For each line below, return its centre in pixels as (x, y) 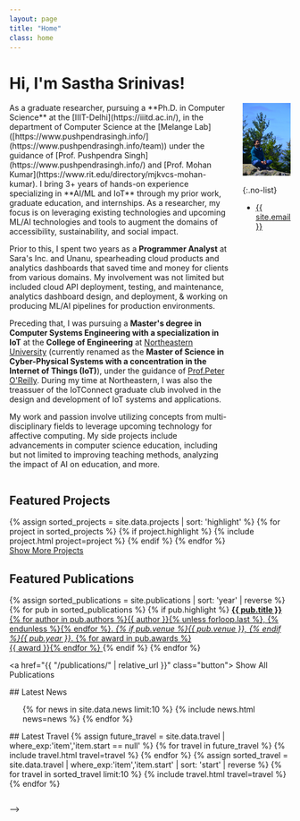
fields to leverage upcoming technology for (133, 426)
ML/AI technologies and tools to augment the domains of (114, 222)
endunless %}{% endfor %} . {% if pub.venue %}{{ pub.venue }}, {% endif (145, 629)
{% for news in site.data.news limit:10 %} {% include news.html (139, 709)
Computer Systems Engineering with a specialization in (114, 333)
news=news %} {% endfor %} (78, 718)
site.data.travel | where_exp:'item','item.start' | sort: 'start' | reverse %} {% (146, 765)
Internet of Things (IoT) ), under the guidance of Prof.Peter (117, 371)
